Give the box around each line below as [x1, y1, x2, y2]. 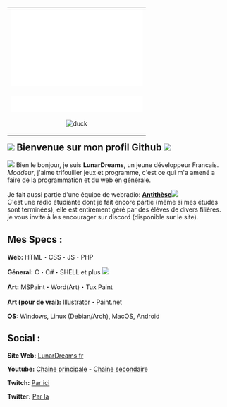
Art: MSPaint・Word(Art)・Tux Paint [7, 283, 113, 291]
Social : [7, 332, 41, 344]
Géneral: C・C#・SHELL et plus [7, 268, 101, 277]
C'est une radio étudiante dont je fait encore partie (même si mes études [7, 198, 219, 207]
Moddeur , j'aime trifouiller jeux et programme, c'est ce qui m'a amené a [7, 169, 215, 177]
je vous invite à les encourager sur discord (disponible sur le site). [7, 213, 199, 221]
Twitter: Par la [7, 392, 49, 401]
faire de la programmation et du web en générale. [7, 176, 152, 184]
